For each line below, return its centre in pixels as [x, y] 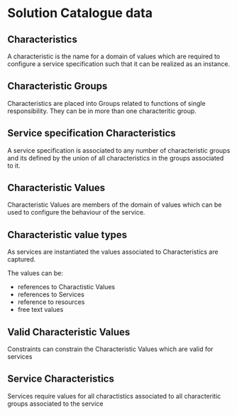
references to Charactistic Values [66, 287]
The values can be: [35, 273]
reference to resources [51, 302]
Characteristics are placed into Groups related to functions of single [106, 103]
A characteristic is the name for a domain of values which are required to [114, 56]
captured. [22, 259]
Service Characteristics [61, 379]
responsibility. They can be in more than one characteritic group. [102, 111]
